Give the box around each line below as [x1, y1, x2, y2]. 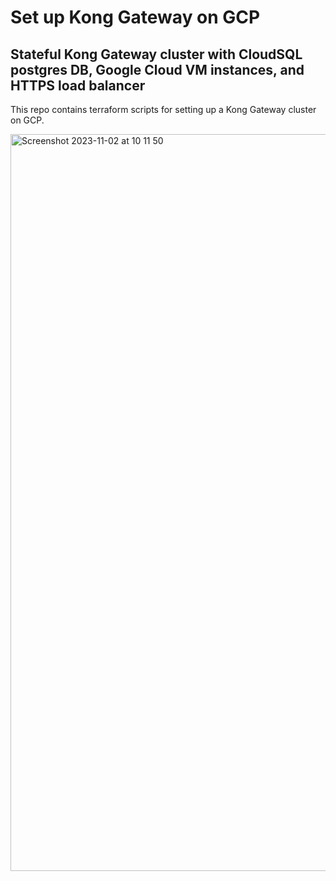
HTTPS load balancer [10, 77, 146, 94]
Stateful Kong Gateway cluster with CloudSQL [10, 46, 303, 63]
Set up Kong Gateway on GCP [10, 6, 261, 29]
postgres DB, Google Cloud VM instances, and [10, 61, 305, 78]
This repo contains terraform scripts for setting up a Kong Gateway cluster [10, 104, 317, 115]
